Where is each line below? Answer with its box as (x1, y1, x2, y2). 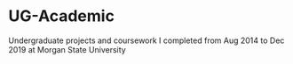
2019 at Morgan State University (8, 44, 126, 54)
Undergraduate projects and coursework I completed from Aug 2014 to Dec (8, 35, 285, 46)
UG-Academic (8, 6, 115, 26)
